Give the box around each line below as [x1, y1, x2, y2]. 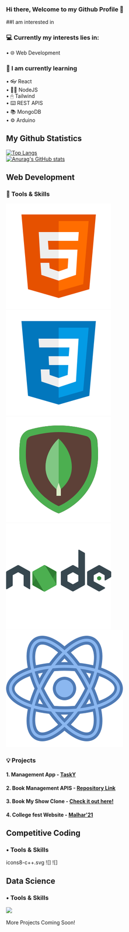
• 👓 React [6, 77, 32, 84]
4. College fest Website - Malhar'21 [6, 811, 93, 818]
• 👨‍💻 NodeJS [6, 86, 38, 93]
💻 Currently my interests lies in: [6, 33, 99, 42]
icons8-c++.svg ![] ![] [6, 859, 58, 866]
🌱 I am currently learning [6, 64, 78, 72]
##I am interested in [6, 19, 54, 26]
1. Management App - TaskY [6, 771, 76, 778]
